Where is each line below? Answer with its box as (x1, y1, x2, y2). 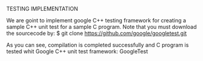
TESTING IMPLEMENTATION (6, 5, 78, 12)
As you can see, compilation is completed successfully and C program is (6, 42, 189, 48)
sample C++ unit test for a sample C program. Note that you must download (6, 24, 197, 30)
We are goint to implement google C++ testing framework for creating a (6, 17, 187, 24)
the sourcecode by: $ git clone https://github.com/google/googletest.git (6, 30, 187, 37)
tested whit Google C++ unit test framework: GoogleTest (6, 48, 148, 55)
